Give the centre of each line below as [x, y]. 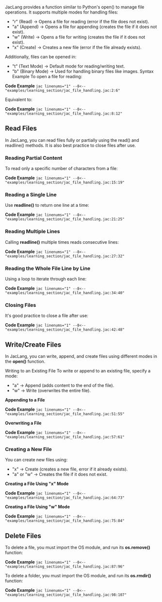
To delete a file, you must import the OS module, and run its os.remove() [78, 548]
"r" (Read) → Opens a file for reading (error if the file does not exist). [81, 22]
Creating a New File [28, 450]
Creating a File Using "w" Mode [38, 507]
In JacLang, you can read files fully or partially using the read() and [72, 140]
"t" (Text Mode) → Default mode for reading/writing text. [68, 66]
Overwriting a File [23, 423]
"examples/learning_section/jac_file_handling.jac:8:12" [64, 114]
